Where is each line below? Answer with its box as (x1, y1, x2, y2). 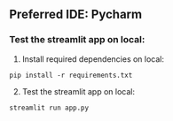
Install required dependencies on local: (21, 53, 165, 64)
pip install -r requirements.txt (9, 71, 133, 79)
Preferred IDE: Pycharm (9, 7, 143, 22)
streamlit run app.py (9, 103, 90, 112)
